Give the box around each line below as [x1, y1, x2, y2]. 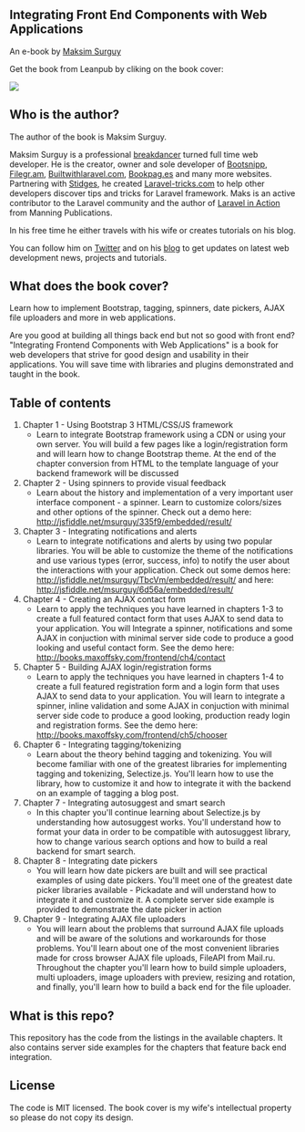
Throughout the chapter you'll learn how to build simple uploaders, [36, 962, 287, 973]
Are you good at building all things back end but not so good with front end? [9, 330, 296, 341]
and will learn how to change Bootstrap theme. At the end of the [36, 449, 277, 460]
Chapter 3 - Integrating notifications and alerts [22, 526, 198, 537]
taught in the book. [9, 369, 80, 379]
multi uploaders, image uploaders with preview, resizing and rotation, [36, 971, 296, 983]
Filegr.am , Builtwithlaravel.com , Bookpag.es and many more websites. [9, 168, 272, 179]
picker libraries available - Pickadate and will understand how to [36, 885, 277, 896]
